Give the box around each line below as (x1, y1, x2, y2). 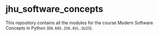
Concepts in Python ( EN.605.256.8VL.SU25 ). (5, 25, 93, 31)
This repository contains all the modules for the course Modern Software (5, 20, 153, 26)
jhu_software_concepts (5, 3, 103, 15)
